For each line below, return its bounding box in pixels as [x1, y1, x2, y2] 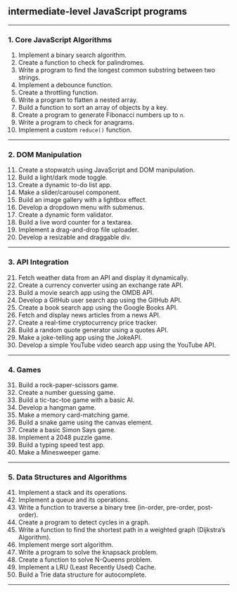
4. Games [8, 365, 41, 374]
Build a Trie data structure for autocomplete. [18, 570, 147, 579]
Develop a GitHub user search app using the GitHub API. [18, 296, 182, 304]
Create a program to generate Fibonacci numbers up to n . [18, 111, 186, 119]
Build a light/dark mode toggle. [18, 173, 108, 182]
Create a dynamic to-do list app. [18, 181, 112, 189]
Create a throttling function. [18, 88, 98, 97]
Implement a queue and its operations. [18, 496, 130, 504]
